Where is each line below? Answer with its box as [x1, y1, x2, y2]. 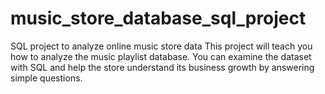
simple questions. [10, 72, 83, 84]
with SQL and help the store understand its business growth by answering [10, 61, 315, 73]
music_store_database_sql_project [10, 7, 307, 30]
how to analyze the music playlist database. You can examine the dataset [10, 50, 312, 62]
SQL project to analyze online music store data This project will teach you [10, 40, 313, 52]
